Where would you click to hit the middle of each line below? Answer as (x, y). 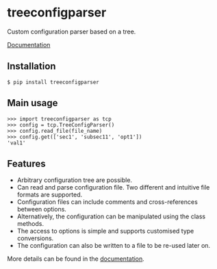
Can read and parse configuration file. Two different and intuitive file (113, 188)
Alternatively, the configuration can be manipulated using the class (111, 216)
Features (26, 163)
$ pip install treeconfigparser (53, 82)
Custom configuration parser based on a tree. (72, 31)
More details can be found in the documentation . (76, 259)
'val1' (16, 143)
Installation (31, 66)
